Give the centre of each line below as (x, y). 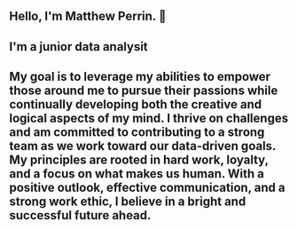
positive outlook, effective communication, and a (147, 188)
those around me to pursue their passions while (144, 91)
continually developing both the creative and (136, 104)
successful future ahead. (80, 215)
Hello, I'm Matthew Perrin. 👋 (88, 16)
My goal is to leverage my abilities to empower (140, 77)
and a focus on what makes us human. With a (137, 174)
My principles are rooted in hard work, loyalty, (139, 160)
